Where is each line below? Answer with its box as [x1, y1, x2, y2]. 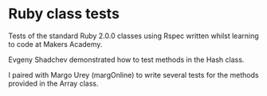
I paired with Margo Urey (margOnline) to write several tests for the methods [8, 70, 259, 79]
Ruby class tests [8, 5, 120, 23]
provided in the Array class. [8, 79, 99, 88]
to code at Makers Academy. [8, 39, 103, 48]
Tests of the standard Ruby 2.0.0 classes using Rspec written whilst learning [8, 31, 259, 40]
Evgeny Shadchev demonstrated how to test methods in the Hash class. [8, 55, 245, 64]
